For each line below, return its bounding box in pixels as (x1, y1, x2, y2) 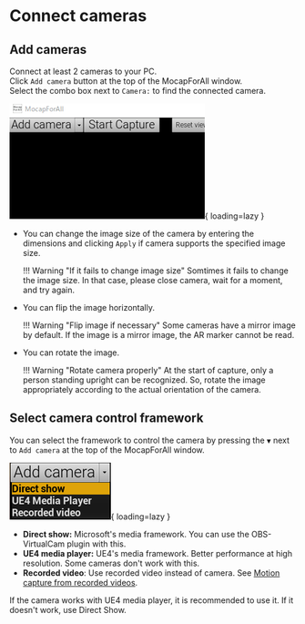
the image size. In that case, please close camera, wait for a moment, (22, 275, 283, 285)
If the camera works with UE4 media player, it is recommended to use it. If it (9, 594, 294, 606)
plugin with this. (66, 538, 127, 549)
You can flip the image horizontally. (22, 302, 155, 312)
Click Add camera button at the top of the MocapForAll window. (9, 76, 243, 87)
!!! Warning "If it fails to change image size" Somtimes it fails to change (22, 265, 289, 276)
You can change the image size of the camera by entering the (22, 229, 255, 239)
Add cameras (9, 42, 87, 57)
